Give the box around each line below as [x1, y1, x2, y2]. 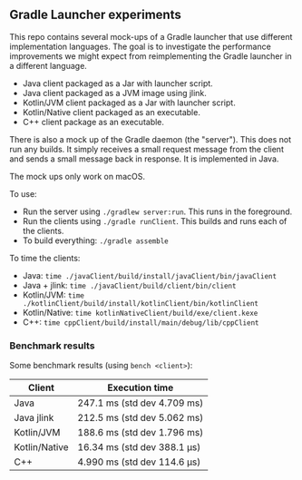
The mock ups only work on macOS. [9, 171, 145, 181]
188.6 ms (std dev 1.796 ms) [77, 426, 204, 439]
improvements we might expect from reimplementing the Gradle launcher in [9, 50, 292, 62]
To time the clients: [9, 252, 81, 263]
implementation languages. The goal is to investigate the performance [9, 41, 272, 52]
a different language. [9, 60, 88, 71]
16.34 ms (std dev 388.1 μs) [77, 441, 201, 454]
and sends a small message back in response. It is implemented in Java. [9, 153, 279, 164]
